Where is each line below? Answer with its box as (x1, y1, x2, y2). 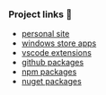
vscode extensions (21, 47, 92, 58)
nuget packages (21, 76, 82, 87)
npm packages (21, 66, 77, 77)
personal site (21, 29, 70, 39)
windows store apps (21, 38, 97, 48)
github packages (21, 57, 84, 68)
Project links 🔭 (8, 8, 73, 21)
